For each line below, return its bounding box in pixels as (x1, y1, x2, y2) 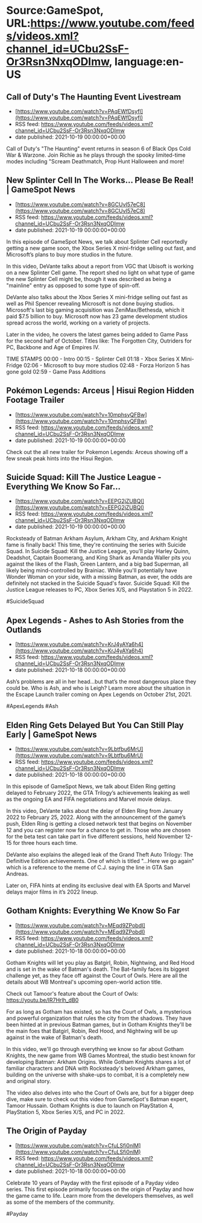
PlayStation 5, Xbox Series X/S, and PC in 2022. (6, 1108, 125, 1116)
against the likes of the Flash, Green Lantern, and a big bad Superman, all (6, 560, 189, 567)
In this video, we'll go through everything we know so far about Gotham (6, 1045, 184, 1052)
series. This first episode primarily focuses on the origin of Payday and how (6, 1186, 194, 1193)
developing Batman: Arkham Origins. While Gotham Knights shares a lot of (6, 1058, 191, 1065)
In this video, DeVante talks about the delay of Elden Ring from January (6, 807, 183, 815)
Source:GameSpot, (6, 4, 104, 17)
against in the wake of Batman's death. (6, 1034, 103, 1041)
